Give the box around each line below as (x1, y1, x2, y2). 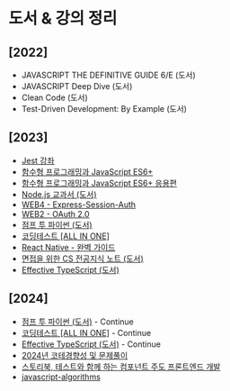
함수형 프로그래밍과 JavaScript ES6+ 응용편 (21, 177, 177, 188)
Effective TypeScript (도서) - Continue (21, 339, 161, 350)
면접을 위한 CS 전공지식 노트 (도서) (21, 253, 145, 264)
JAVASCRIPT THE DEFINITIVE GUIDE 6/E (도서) (21, 69, 197, 80)
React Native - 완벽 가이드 (21, 241, 116, 252)
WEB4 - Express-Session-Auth (21, 199, 137, 210)
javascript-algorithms (21, 371, 101, 382)
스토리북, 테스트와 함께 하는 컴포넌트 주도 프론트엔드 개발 (21, 361, 221, 372)
